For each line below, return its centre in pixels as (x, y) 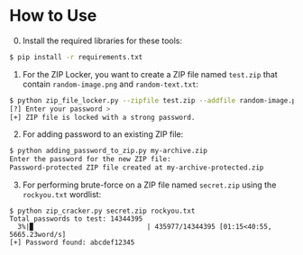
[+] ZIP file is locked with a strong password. (102, 117)
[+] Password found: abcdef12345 (72, 243)
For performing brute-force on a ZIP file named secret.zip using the (149, 185)
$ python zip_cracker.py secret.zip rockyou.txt (102, 211)
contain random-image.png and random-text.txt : (110, 84)
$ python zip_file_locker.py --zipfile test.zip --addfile (123, 100)
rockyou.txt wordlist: (62, 195)
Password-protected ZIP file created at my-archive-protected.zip (137, 168)
